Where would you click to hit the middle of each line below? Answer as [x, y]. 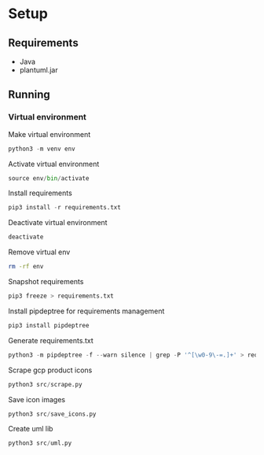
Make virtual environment [49, 134]
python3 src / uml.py [40, 443]
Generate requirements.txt [51, 340]
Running [29, 95]
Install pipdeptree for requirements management [86, 311]
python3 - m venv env [42, 149]
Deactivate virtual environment [58, 223]
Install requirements [40, 193]
